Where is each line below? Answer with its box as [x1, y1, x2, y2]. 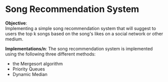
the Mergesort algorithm [12, 60, 63, 66]
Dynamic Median [12, 71, 48, 77]
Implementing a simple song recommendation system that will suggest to [5, 25, 156, 31]
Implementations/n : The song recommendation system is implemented [5, 45, 153, 51]
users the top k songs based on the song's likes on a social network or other [5, 30, 163, 36]
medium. [5, 36, 24, 42]
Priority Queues [12, 66, 45, 72]
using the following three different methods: [5, 51, 96, 57]
